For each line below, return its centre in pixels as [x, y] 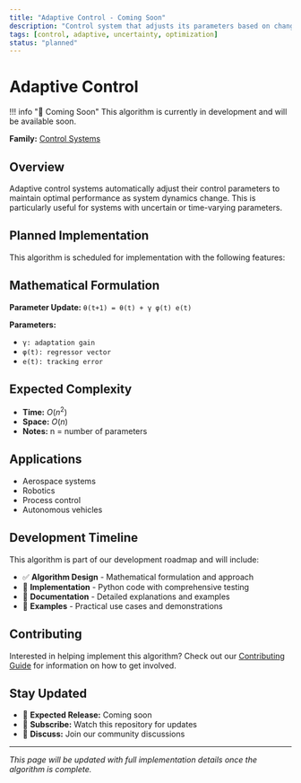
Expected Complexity [71, 390]
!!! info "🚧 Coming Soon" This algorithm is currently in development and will [148, 112]
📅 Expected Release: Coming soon [87, 715]
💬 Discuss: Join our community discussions [103, 734]
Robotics [39, 491]
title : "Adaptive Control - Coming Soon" [88, 17]
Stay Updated [48, 693]
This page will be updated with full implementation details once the [133, 760]
